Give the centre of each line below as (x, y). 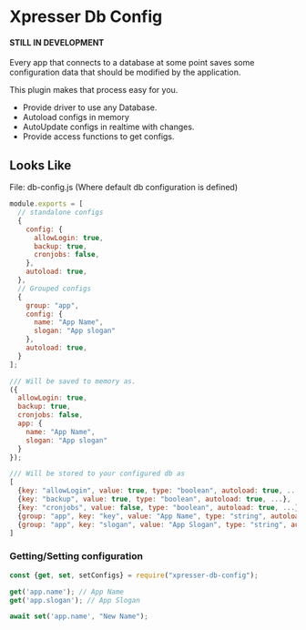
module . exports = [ (46, 204)
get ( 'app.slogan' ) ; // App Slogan (75, 600)
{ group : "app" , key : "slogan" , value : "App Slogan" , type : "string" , (153, 524)
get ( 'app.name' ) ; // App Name (67, 592)
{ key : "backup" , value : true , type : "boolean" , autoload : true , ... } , (154, 499)
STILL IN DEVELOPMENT (57, 42)
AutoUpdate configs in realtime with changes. (108, 127)
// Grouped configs (55, 289)
